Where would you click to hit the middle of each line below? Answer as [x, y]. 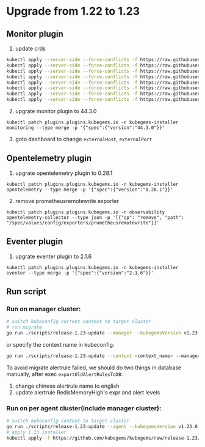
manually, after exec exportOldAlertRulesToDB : [65, 374]
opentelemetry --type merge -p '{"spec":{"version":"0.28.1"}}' [90, 190]
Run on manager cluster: [44, 309]
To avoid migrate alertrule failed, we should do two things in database [94, 368]
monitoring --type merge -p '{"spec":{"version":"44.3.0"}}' [86, 128]
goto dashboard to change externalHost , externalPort [84, 139]
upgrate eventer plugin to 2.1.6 [53, 256]
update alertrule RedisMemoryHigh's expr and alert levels [88, 392]
